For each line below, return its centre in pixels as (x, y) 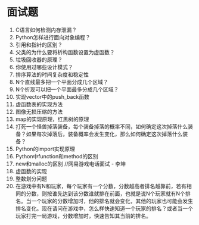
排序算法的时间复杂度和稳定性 (52, 74)
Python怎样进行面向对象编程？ (53, 37)
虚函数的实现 (31, 171)
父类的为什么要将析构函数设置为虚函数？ (65, 52)
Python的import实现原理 (45, 149)
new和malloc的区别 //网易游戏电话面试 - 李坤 (71, 164)
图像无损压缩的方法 (39, 111)
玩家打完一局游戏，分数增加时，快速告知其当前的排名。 (83, 215)
